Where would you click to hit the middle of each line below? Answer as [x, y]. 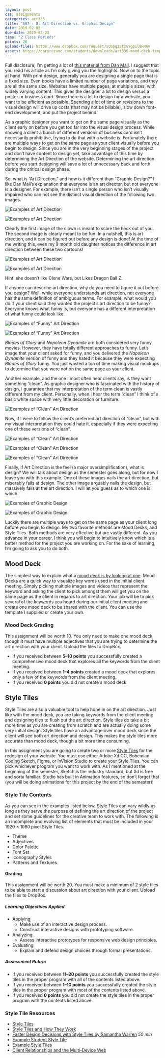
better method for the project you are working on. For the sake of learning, [80, 543]
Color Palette [25, 847]
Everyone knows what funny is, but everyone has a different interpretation [80, 309]
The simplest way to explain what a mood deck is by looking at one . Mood [80, 576]
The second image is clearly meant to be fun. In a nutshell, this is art [74, 234]
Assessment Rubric [26, 962]
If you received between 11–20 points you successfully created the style [85, 974]
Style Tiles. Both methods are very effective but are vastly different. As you [81, 532]
